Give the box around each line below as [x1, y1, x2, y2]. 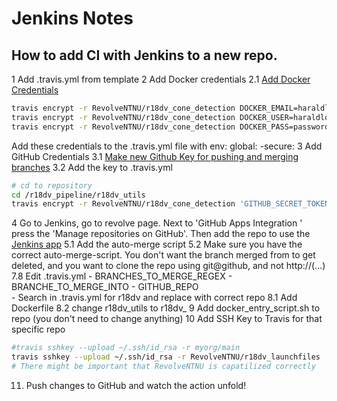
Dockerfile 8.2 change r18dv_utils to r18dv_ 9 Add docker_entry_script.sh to [11, 302, 321, 314]
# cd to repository [11, 180, 93, 191]
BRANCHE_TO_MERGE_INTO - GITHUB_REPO [11, 281, 199, 293]
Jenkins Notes [11, 7, 134, 30]
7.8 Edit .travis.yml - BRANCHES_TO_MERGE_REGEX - [11, 270, 233, 282]
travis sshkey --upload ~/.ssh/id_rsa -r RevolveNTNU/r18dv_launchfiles [11, 352, 321, 362]
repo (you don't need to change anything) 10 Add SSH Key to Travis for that [11, 313, 323, 325]
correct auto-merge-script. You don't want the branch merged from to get [11, 249, 316, 261]
